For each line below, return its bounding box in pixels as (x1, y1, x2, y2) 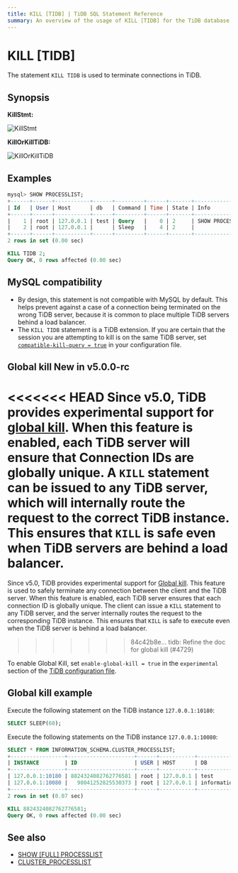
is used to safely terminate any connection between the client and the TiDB (7, 586, 227, 595)
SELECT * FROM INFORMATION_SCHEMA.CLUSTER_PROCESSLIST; (7, 746, 176, 753)
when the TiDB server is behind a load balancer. (7, 624, 147, 632)
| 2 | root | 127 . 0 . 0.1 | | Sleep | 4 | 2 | (7, 224, 195, 231)
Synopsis (7, 92, 50, 104)
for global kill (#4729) (130, 645, 194, 654)
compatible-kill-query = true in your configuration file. (17, 340, 182, 348)
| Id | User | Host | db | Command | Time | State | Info (7, 204, 211, 212)
